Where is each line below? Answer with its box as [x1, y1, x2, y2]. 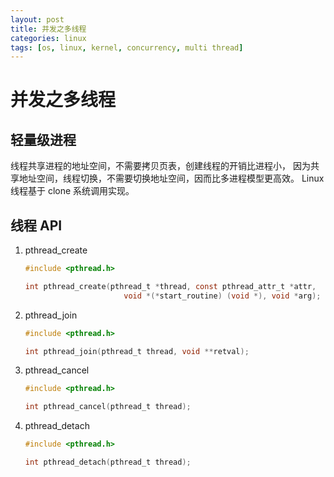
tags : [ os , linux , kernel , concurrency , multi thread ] [10, 42, 244, 53]
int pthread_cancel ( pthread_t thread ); [24, 402, 192, 412]
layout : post [10, 14, 65, 25]
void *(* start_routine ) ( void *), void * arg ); [123, 291, 322, 301]
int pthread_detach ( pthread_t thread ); [24, 457, 192, 468]
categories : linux [10, 33, 87, 43]
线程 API [10, 217, 63, 234]
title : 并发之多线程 [10, 24, 87, 34]
